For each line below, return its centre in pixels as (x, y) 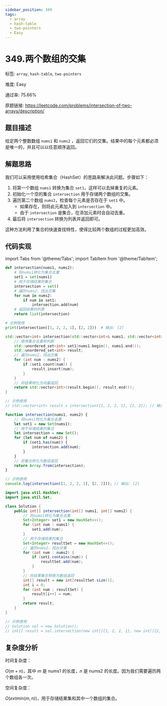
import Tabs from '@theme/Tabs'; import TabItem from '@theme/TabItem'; (82, 259)
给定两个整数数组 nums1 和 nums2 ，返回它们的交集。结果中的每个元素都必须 (82, 141)
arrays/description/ (25, 111)
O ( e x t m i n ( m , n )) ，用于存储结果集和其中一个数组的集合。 (63, 699)
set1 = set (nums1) (33, 277)
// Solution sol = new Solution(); (42, 626)
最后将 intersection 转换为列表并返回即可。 (57, 219)
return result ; (39, 604)
